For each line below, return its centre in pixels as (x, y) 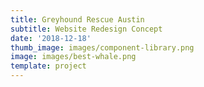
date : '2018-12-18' (51, 38)
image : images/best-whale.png (73, 57)
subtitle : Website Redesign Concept (86, 29)
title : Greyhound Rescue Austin (77, 19)
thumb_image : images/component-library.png (102, 47)
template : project (48, 66)
